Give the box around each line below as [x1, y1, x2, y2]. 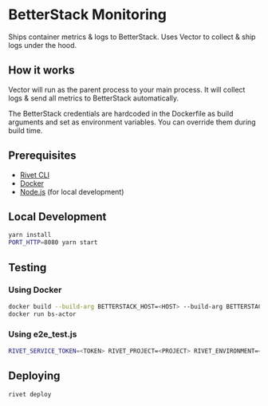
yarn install [8, 231, 52, 239]
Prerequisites [8, 149, 77, 163]
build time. [8, 125, 43, 135]
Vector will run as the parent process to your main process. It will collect [8, 85, 246, 94]
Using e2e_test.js [8, 329, 77, 340]
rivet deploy [8, 390, 52, 398]
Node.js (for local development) [19, 187, 124, 196]
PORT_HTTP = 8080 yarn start [8, 238, 98, 246]
